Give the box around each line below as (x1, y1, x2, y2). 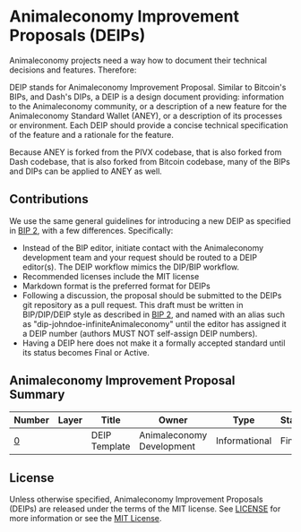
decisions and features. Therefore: (9, 64, 137, 75)
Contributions (9, 192, 89, 207)
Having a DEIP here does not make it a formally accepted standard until (21, 338, 286, 348)
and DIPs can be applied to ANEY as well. (9, 166, 163, 176)
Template (90, 440, 131, 452)
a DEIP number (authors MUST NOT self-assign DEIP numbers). (21, 328, 258, 339)
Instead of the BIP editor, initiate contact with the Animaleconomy (21, 242, 264, 253)
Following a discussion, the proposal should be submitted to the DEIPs (21, 289, 282, 301)
